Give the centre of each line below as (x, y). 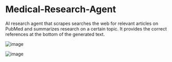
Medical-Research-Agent (61, 9)
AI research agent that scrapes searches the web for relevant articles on (82, 23)
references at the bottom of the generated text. (55, 34)
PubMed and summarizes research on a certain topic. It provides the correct (86, 28)
